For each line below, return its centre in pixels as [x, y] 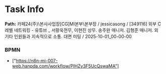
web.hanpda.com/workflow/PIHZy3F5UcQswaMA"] [65, 66]
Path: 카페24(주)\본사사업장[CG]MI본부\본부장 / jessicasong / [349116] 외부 [81, 24]
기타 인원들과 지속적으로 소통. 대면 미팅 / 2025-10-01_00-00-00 [68, 36]
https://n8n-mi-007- [37, 61]
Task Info [24, 9]
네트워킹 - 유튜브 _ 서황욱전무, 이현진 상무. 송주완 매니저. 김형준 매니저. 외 [86, 30]
